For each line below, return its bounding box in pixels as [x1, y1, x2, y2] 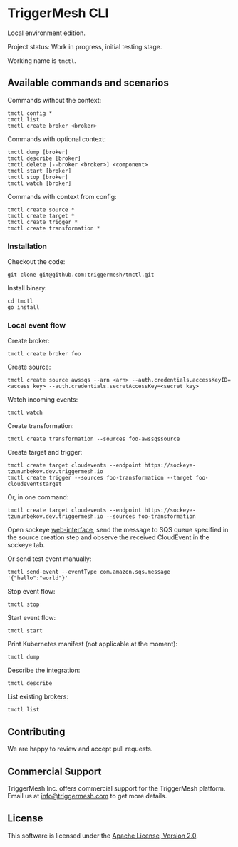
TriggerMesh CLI [7, 5, 109, 21]
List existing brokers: [7, 692, 69, 701]
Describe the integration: [7, 666, 81, 675]
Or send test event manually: [7, 554, 92, 563]
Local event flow [7, 320, 66, 330]
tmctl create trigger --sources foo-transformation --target [7, 475, 193, 482]
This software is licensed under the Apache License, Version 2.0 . [7, 831, 198, 840]
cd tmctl [7, 298, 33, 305]
